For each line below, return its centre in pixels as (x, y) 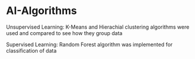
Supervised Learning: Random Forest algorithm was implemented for (90, 44)
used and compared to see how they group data (64, 33)
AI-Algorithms (42, 11)
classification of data (31, 50)
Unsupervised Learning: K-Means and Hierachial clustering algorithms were (98, 27)
